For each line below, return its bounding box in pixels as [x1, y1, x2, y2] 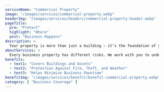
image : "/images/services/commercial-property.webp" [5, 12, 115, 17]
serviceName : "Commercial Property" [5, 7, 80, 12]
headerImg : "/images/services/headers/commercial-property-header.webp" [5, 16, 156, 21]
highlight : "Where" [9, 30, 49, 35]
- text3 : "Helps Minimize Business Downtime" [9, 71, 104, 75]
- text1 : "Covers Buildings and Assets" [9, 61, 93, 66]
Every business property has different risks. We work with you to [9, 52, 150, 57]
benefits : [5, 57, 25, 62]
